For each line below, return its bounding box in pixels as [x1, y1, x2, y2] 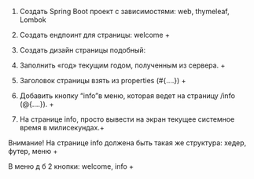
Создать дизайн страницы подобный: [19, 46, 146, 54]
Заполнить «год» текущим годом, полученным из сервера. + [19, 60, 226, 70]
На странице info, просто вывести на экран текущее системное [19, 115, 235, 124]
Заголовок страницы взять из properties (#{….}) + [19, 76, 186, 85]
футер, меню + [8, 147, 58, 155]
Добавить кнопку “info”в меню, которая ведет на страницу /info [19, 91, 236, 100]
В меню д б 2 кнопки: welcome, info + [8, 162, 134, 171]
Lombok [19, 15, 47, 24]
